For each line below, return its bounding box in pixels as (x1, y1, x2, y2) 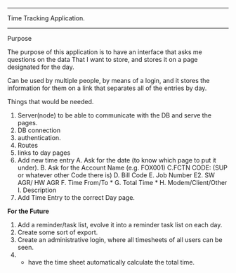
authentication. (17, 134, 61, 141)
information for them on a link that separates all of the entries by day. (7, 84, 207, 92)
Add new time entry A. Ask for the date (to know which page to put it (17, 156, 216, 164)
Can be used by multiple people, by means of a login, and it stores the (7, 77, 210, 84)
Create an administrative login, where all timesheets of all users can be (17, 236, 223, 243)
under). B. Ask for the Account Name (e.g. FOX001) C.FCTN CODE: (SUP (17, 163, 228, 172)
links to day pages (17, 148, 71, 157)
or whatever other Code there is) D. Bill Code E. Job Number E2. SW (17, 171, 216, 179)
